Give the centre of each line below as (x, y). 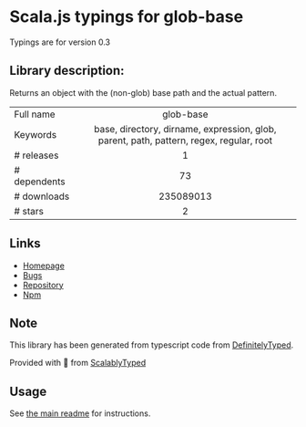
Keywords (36, 134)
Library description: (67, 71)
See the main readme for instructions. (80, 413)
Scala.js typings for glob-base (127, 17)
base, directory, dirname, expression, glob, (185, 129)
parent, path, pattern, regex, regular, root (185, 141)
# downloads (42, 196)
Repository (43, 285)
